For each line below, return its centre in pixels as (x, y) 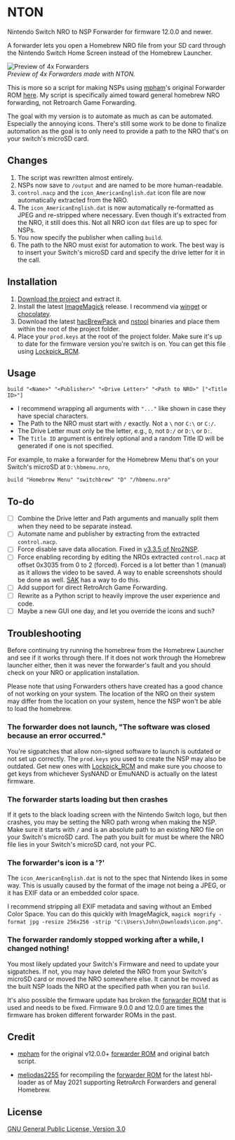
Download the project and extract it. (69, 299)
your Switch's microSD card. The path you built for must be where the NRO (116, 837)
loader (27, 1082)
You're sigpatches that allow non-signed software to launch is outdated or (114, 751)
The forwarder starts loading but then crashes (88, 799)
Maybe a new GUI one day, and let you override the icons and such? (116, 611)
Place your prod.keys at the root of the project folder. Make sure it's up (120, 336)
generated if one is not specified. (65, 446)
